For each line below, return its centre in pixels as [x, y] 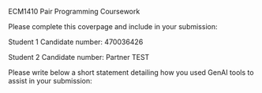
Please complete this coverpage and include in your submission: [113, 26]
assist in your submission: [50, 81]
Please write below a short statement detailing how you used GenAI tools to [131, 73]
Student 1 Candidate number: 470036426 [76, 42]
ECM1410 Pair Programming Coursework [74, 11]
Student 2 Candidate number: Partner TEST [79, 57]
